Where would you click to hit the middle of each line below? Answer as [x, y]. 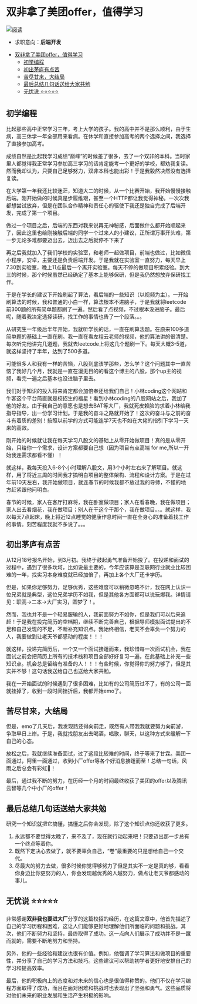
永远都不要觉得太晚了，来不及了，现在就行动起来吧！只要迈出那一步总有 [102, 836]
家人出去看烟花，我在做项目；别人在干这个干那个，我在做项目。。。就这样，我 [98, 509]
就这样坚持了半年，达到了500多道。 [49, 351]
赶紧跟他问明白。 [32, 489]
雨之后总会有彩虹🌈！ [31, 768]
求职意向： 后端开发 [38, 42]
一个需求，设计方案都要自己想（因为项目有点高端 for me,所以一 [108, 448]
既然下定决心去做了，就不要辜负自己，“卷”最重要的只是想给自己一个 [96, 851]
